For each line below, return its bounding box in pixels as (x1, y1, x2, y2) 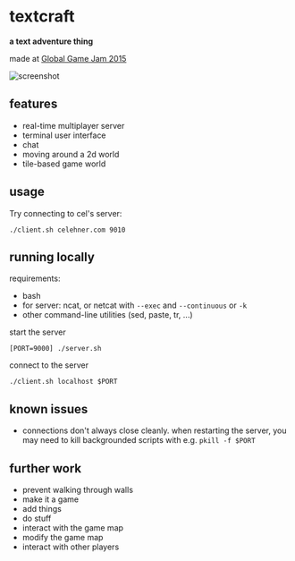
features (9, 97, 58, 112)
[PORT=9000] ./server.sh (9, 344, 102, 353)
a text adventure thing (9, 36, 94, 47)
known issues (9, 401, 88, 417)
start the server (9, 327, 66, 337)
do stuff (21, 513, 52, 523)
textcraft (9, 6, 75, 27)
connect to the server (9, 360, 89, 370)
